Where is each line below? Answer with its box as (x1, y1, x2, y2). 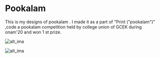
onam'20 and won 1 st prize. (5, 29, 62, 35)
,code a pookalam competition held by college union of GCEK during (5, 24, 142, 29)
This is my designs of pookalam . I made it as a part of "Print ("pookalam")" (5, 19, 155, 25)
